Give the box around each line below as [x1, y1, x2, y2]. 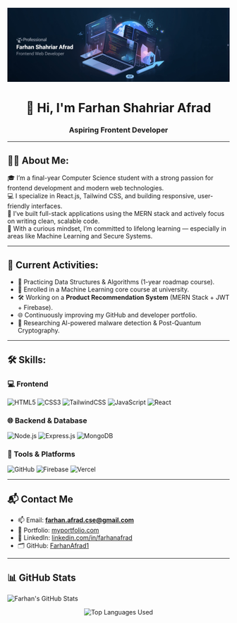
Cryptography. [17, 326, 60, 334]
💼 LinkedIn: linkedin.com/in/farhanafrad [17, 533, 133, 542]
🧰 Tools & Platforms [7, 449, 75, 459]
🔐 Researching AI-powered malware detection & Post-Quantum [17, 318, 202, 327]
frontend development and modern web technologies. [7, 184, 164, 193]
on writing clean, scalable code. [7, 217, 100, 226]
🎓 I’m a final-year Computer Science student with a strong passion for [7, 174, 214, 182]
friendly [7, 202, 30, 210]
